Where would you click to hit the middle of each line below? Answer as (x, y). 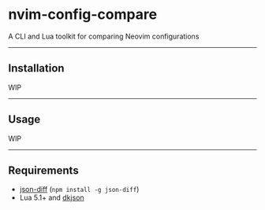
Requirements (43, 170)
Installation (36, 68)
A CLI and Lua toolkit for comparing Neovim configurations (104, 36)
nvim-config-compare (83, 15)
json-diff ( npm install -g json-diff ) (79, 190)
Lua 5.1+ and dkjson (52, 197)
